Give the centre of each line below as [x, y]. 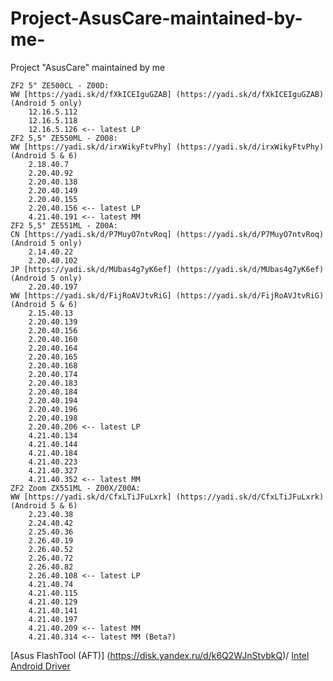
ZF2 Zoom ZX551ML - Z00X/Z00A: [75, 488]
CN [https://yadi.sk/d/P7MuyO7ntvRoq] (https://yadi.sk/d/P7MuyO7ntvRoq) [167, 234]
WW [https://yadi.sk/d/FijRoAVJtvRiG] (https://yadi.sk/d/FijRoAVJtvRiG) [167, 295]
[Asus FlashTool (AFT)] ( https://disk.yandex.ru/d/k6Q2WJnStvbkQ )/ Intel [160, 655]
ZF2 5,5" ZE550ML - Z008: [64, 138]
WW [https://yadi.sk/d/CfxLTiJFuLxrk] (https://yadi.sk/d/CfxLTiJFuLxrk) [167, 497]
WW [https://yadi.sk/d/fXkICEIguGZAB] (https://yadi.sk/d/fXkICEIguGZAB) [167, 94]
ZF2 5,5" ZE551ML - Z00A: [64, 225]
